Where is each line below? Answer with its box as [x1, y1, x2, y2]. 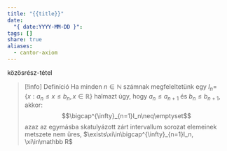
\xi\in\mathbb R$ [24, 138, 74, 146]
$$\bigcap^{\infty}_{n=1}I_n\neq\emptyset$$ [62, 112, 191, 120]
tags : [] [7, 29, 33, 37]
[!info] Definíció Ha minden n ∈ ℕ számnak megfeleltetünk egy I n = [24, 82, 217, 92]
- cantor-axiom [13, 50, 58, 57]
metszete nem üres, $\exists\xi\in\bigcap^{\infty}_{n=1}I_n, [24, 130, 194, 138]
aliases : [7, 43, 33, 50]
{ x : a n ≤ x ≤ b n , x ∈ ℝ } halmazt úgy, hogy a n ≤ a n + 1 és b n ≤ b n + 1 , [24, 92, 221, 102]
